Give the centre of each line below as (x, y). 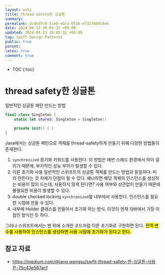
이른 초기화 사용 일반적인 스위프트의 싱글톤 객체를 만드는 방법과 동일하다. (82, 172)
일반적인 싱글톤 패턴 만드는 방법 (35, 105)
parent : (13, 46)
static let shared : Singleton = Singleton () (60, 120)
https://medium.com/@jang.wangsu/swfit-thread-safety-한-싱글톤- (80, 261)
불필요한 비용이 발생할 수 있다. (41, 190)
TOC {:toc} (23, 69)
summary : (14, 19)
